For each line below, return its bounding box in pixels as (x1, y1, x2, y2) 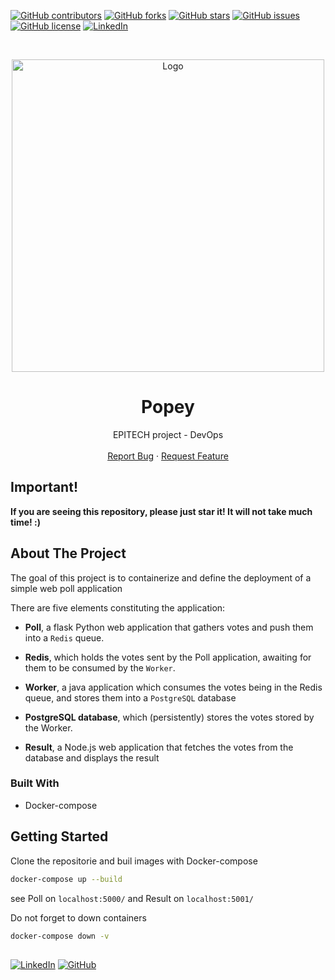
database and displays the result (24, 751, 160, 764)
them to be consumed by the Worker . (24, 661, 176, 674)
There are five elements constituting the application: (10, 601, 226, 614)
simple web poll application (10, 582, 123, 594)
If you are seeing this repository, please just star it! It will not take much (10, 505, 313, 517)
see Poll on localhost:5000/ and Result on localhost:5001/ (10, 892, 254, 904)
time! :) (10, 516, 42, 528)
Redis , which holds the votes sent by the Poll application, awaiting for (24, 651, 312, 663)
